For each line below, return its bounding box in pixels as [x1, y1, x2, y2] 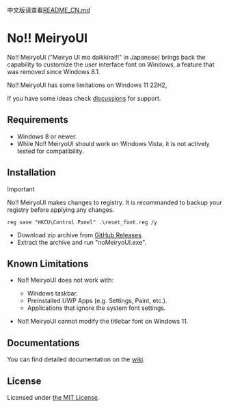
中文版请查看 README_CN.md [7, 6, 90, 14]
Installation [7, 167, 56, 178]
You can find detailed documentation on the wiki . [7, 355, 145, 363]
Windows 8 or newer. [16, 132, 77, 141]
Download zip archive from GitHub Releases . [16, 230, 144, 239]
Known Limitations [7, 258, 89, 269]
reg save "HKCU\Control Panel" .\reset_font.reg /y [7, 219, 157, 226]
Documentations [7, 337, 80, 348]
